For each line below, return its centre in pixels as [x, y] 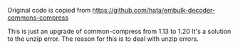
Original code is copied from [49, 10]
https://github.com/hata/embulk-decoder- [154, 10]
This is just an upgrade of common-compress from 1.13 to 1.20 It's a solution [119, 31]
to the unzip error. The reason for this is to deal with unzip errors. [103, 39]
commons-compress [38, 18]
